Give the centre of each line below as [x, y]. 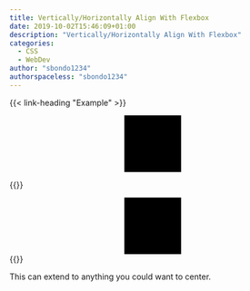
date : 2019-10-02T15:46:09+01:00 [73, 26]
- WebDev [34, 60]
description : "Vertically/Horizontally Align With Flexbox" [126, 34]
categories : [32, 43]
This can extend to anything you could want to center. [110, 276]
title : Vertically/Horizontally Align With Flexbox [109, 18]
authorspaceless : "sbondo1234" [69, 77]
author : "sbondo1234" [50, 69]
